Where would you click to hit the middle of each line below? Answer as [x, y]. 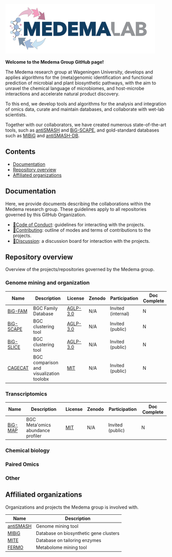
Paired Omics [22, 464]
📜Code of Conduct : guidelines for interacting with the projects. [79, 224]
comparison [46, 363]
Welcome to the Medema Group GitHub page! [55, 62]
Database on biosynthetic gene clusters [78, 533]
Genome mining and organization [48, 283]
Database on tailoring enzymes [68, 541]
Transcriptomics [26, 393]
